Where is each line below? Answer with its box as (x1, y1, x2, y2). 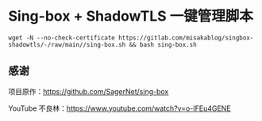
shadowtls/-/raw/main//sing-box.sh (8, 40, 126, 48)
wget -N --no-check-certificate (8, 33, 115, 42)
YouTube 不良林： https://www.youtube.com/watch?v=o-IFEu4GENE (8, 104, 232, 113)
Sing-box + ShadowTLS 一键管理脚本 (8, 7, 254, 25)
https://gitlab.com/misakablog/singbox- (118, 33, 254, 42)
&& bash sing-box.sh (129, 40, 197, 48)
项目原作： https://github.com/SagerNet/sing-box (8, 86, 169, 96)
